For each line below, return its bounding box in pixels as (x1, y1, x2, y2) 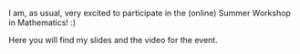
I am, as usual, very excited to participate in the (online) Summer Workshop (8, 8, 291, 18)
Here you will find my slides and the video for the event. (8, 35, 218, 45)
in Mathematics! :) (8, 17, 77, 28)
